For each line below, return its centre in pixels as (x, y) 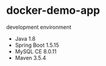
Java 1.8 (25, 38)
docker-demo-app (53, 10)
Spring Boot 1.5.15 (37, 45)
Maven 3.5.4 (30, 58)
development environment (39, 27)
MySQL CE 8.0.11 (36, 51)
